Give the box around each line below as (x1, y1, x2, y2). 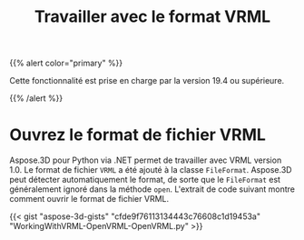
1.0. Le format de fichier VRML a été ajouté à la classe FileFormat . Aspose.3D (9, 165, 292, 175)
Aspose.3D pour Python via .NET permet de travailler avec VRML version (9, 155, 282, 165)
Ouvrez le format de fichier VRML (9, 125, 266, 145)
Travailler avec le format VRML (34, 6, 271, 27)
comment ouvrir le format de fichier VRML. (9, 194, 170, 205)
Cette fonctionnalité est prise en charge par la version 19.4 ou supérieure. (9, 75, 285, 86)
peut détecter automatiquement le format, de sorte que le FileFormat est (9, 175, 281, 185)
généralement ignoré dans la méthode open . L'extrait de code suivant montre (9, 184, 296, 195)
